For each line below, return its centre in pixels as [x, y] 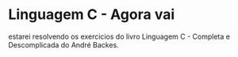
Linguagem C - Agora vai [92, 15]
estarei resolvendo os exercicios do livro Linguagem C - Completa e [119, 36]
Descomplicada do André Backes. [63, 44]
